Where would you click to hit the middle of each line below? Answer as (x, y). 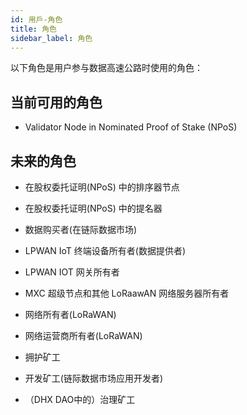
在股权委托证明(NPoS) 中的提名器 (93, 208)
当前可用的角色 (56, 102)
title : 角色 (33, 29)
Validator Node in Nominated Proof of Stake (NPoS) (131, 127)
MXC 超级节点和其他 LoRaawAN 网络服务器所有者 (127, 293)
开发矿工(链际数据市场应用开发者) (94, 378)
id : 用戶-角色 (36, 19)
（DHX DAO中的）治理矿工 (80, 399)
